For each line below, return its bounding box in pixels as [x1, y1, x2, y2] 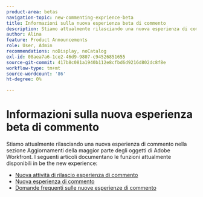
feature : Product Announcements [6, 37, 88, 43]
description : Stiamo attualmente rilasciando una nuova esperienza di [6, 25, 188, 32]
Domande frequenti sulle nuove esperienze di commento [14, 184, 157, 192]
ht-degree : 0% [6, 76, 42, 82]
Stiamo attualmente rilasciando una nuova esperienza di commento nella [6, 140, 187, 148]
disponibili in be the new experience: [6, 160, 98, 167]
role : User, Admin [6, 43, 53, 49]
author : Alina [6, 31, 42, 37]
